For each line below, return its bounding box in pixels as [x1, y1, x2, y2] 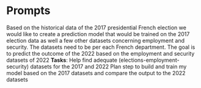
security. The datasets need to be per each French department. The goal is [6, 43, 196, 51]
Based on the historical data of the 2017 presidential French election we [6, 24, 186, 31]
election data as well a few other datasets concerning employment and [6, 37, 185, 44]
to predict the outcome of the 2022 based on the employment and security [6, 50, 195, 57]
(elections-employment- [119, 56, 180, 64]
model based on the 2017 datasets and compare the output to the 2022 [6, 69, 186, 76]
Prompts [6, 4, 51, 18]
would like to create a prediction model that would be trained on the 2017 [6, 30, 190, 37]
